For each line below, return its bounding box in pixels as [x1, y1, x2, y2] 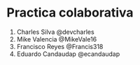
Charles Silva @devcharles [16, 28, 95, 36]
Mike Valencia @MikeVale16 [16, 35, 97, 43]
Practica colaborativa [6, 5, 134, 21]
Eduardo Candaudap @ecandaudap [16, 50, 120, 58]
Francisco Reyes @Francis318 [16, 42, 104, 50]
